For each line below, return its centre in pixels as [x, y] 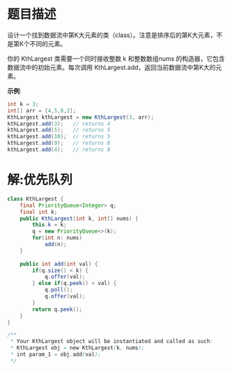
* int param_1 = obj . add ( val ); [55, 354]
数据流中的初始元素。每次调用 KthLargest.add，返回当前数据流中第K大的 [111, 67]
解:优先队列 [40, 180]
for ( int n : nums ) [57, 238]
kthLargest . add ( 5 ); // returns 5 [59, 130]
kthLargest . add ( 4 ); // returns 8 [59, 150]
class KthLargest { [36, 199]
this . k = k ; [50, 225]
